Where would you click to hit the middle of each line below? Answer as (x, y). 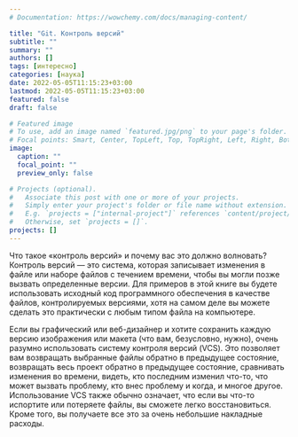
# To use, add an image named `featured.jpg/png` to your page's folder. (149, 132)
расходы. (27, 423)
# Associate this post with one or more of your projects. (125, 197)
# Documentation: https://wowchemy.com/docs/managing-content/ (129, 17)
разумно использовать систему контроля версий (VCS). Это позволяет (145, 347)
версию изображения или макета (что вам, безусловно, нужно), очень (144, 339)
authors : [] (31, 59)
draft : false (33, 107)
